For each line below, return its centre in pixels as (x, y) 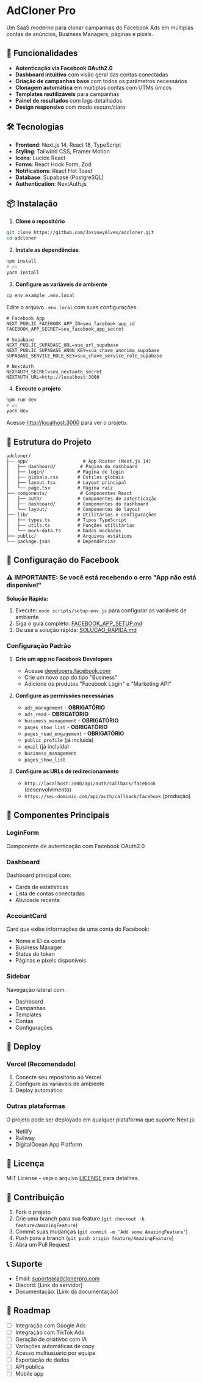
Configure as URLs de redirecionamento (67, 771)
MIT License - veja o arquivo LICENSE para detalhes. (73, 1178)
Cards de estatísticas (42, 887)
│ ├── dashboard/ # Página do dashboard (72, 467)
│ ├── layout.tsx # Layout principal (67, 483)
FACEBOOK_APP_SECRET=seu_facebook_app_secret (65, 329)
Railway (25, 1138)
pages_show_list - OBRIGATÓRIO (66, 727)
